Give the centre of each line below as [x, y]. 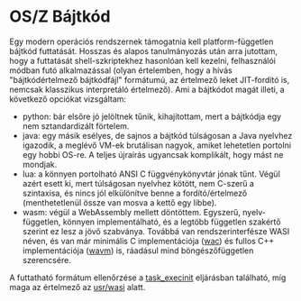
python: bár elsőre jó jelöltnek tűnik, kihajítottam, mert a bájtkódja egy [152, 116]
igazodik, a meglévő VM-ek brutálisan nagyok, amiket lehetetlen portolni [156, 145]
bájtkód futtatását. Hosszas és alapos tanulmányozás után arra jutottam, [143, 50]
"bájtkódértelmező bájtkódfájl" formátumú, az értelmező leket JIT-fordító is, [150, 79]
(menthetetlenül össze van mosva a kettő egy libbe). [119, 202]
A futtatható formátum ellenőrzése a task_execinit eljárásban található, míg [148, 278]
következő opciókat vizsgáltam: [68, 99]
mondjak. [40, 164]
